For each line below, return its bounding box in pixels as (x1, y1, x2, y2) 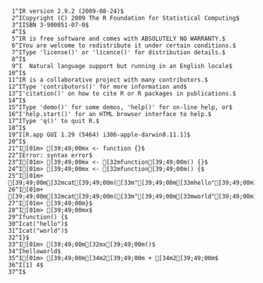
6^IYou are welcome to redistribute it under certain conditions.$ (11, 42, 236, 49)
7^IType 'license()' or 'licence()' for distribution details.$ (11, 49, 225, 56)
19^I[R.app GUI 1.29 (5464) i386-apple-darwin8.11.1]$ (8, 131, 191, 139)
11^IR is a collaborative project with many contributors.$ (8, 76, 209, 84)
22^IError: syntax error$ (8, 151, 92, 159)
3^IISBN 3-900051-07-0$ (11, 21, 89, 29)
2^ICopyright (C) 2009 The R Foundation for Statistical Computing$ (11, 14, 240, 22)
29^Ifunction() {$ (8, 213, 68, 221)
